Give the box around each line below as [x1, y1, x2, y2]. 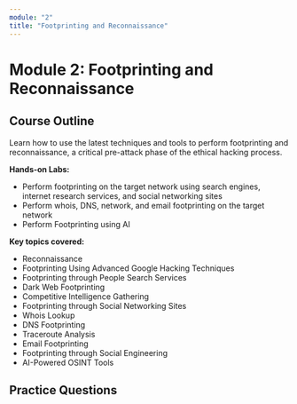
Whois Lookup [21, 310, 75, 321]
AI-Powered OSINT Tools [21, 357, 114, 368]
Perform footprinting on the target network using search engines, [21, 181, 261, 192]
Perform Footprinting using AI [21, 218, 130, 229]
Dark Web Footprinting [21, 281, 106, 292]
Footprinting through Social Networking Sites [21, 300, 187, 311]
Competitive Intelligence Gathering [21, 290, 149, 302]
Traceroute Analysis [21, 329, 96, 339]
